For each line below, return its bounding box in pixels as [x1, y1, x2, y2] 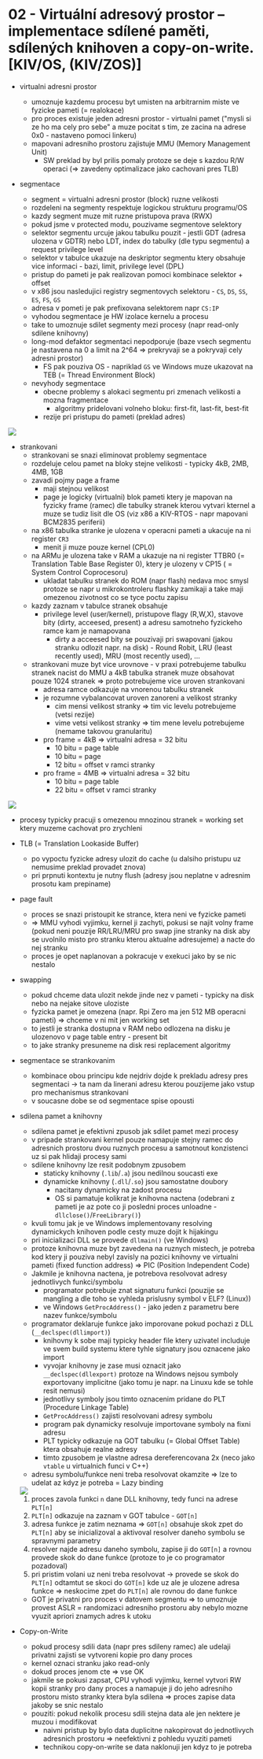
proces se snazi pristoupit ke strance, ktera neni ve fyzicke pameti [31, 909, 247, 919]
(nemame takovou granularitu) [54, 726, 153, 735]
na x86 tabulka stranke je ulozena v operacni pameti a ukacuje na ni [31, 525, 251, 535]
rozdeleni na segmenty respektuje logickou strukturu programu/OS [31, 202, 247, 212]
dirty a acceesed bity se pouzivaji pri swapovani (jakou [54, 634, 233, 643]
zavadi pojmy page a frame [31, 475, 120, 485]
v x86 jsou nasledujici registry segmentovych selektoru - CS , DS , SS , [31, 286, 248, 296]
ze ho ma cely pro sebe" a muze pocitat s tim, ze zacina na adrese [31, 122, 247, 131]
